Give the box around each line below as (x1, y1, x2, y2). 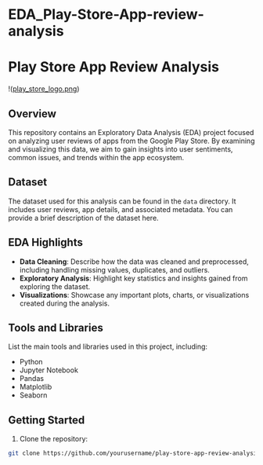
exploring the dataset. (19, 281, 91, 291)
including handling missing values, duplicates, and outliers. (19, 265, 210, 274)
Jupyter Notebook (19, 365, 78, 375)
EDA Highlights (8, 236, 84, 249)
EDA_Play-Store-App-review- (8, 5, 205, 24)
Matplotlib (19, 383, 52, 392)
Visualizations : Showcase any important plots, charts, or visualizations (19, 290, 250, 299)
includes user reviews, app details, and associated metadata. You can (8, 204, 233, 214)
